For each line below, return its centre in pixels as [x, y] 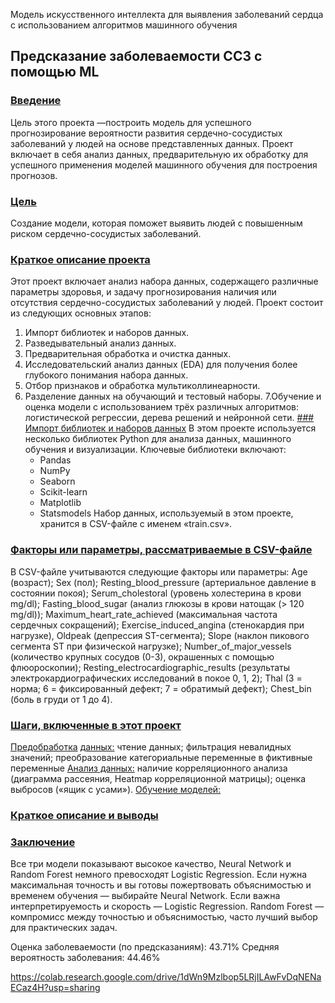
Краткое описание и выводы [84, 815]
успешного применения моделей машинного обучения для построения [164, 165]
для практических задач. [64, 928]
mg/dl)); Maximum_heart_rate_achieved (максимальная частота [144, 614]
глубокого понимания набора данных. [106, 375]
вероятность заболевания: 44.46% [85, 958]
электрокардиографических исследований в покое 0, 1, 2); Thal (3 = [156, 678]
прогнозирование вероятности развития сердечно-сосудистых [146, 133]
